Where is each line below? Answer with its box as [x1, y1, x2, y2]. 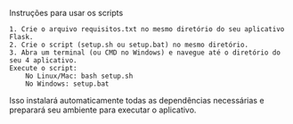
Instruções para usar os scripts [9, 8, 124, 18]
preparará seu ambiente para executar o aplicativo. [9, 104, 197, 115]
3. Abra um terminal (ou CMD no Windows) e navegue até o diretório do [9, 48, 281, 57]
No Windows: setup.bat [25, 79, 110, 88]
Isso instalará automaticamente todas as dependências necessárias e [9, 95, 265, 105]
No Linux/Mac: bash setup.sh [25, 71, 134, 80]
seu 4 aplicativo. [9, 56, 77, 65]
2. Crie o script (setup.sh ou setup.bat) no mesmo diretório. [9, 40, 249, 49]
